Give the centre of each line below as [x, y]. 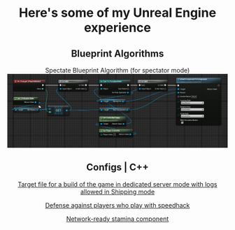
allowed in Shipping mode [117, 192]
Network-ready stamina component [117, 219]
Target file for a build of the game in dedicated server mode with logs [117, 184]
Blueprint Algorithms [117, 53]
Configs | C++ [117, 167]
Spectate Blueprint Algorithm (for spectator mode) [117, 70]
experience [117, 28]
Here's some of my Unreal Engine [117, 13]
